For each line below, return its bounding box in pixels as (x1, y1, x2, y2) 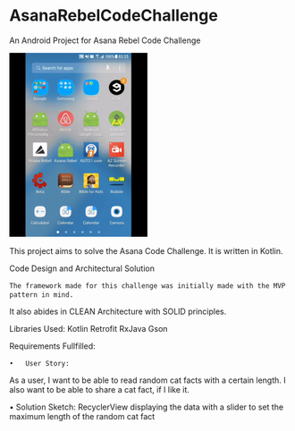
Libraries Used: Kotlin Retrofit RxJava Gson (9, 324, 168, 334)
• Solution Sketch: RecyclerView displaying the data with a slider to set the (9, 401, 284, 412)
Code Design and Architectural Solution (9, 263, 155, 274)
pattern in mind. (9, 291, 74, 300)
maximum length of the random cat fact (9, 411, 156, 422)
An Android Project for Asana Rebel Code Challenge (9, 35, 201, 46)
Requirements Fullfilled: (9, 341, 96, 351)
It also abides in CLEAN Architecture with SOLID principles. (9, 306, 227, 317)
